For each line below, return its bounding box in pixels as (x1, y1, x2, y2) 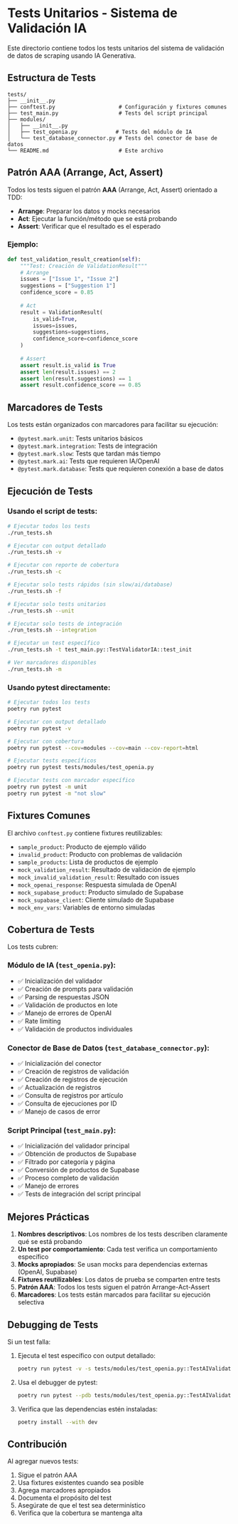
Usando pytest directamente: (7, 682, 111, 692)
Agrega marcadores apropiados (17, 1486, 112, 1495)
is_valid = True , (33, 315, 78, 322)
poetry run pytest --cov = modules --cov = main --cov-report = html (7, 744, 199, 751)
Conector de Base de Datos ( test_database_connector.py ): (7, 1043, 210, 1053)
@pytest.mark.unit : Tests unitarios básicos (17, 434, 144, 443)
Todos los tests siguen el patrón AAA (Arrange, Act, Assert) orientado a (7, 185, 218, 194)
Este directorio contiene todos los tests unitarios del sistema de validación (7, 43, 225, 52)
